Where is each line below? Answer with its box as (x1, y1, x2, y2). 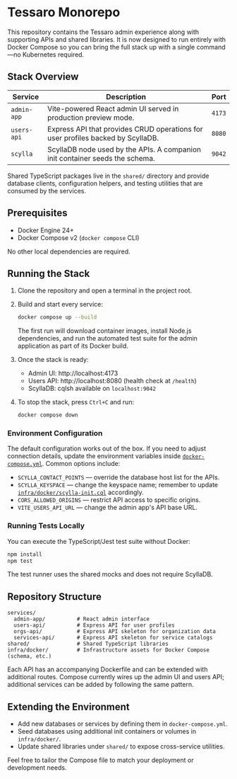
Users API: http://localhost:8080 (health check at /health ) (28, 377, 197, 385)
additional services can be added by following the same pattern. (7, 681, 194, 689)
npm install (7, 550, 42, 558)
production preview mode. (47, 113, 135, 123)
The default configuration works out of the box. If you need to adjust (7, 444, 207, 453)
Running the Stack (7, 267, 90, 280)
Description (105, 91, 147, 101)
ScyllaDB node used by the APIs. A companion (47, 144, 201, 154)
